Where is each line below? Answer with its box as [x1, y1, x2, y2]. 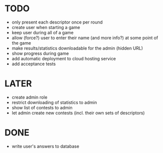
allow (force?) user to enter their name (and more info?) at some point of [11, 35, 158, 41]
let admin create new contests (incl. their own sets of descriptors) [11, 110, 145, 116]
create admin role [11, 94, 48, 100]
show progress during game [11, 50, 69, 56]
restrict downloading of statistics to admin [11, 99, 97, 105]
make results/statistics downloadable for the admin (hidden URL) [11, 45, 143, 51]
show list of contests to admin [11, 104, 73, 110]
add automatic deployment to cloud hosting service [11, 55, 116, 61]
